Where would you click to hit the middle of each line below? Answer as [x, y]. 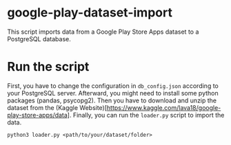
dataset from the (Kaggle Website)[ [57, 107]
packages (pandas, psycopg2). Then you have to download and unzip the [112, 100]
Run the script [48, 67]
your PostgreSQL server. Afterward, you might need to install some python [113, 93]
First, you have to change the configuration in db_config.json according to [113, 86]
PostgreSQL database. [39, 38]
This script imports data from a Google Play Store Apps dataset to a [103, 32]
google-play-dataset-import [90, 13]
